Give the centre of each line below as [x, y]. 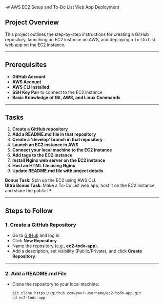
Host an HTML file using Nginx [44, 166]
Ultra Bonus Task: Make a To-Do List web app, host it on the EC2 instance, [81, 185]
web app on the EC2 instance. [35, 45]
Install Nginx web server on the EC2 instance [59, 160]
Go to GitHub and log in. [36, 235]
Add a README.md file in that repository [54, 134]
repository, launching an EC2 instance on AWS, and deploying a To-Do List [80, 39]
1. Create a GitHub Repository [41, 225]
